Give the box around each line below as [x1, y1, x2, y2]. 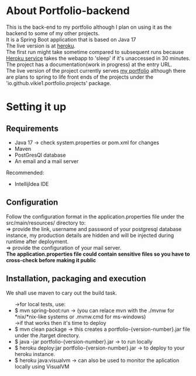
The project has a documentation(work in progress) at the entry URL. [6, 60, 173, 68]
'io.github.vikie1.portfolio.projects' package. [6, 79, 111, 86]
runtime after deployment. [6, 238, 69, 245]
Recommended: [6, 169, 44, 176]
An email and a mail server [14, 157, 79, 165]
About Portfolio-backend [6, 4, 130, 18]
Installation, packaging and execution [6, 274, 146, 284]
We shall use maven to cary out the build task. [6, 289, 118, 296]
